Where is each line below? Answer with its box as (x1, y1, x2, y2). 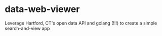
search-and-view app (5, 25, 50, 31)
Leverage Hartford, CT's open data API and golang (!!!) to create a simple (5, 20, 157, 26)
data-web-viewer (5, 3, 80, 15)
